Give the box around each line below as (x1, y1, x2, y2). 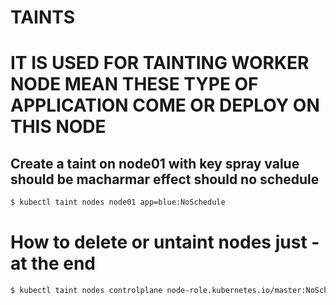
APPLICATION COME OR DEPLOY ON (10, 94, 320, 117)
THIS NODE (10, 116, 107, 138)
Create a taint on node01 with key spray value (10, 155, 300, 172)
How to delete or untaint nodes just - (10, 231, 320, 254)
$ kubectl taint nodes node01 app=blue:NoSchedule (10, 197, 226, 208)
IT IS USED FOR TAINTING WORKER (10, 52, 310, 75)
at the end (10, 252, 96, 275)
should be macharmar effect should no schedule (10, 171, 320, 188)
